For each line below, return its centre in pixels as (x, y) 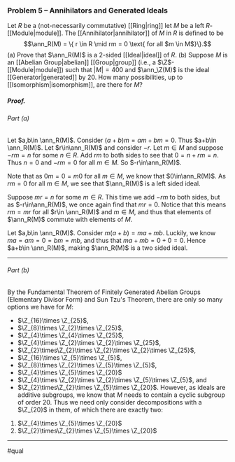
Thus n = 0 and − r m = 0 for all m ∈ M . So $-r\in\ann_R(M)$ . (94, 162)
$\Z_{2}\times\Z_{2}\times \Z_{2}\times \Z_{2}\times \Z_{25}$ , (107, 350)
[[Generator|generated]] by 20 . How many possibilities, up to (95, 77)
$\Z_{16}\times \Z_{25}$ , (53, 321)
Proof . (16, 101)
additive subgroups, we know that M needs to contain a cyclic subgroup (121, 395)
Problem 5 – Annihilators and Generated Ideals (87, 10)
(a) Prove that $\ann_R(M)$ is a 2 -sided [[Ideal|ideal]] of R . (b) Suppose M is (117, 55)
